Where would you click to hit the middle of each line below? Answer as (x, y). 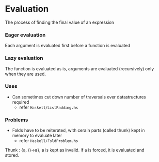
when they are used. (25, 74)
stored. (12, 155)
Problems (16, 120)
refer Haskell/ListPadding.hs (49, 107)
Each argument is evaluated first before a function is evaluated (68, 46)
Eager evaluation (25, 35)
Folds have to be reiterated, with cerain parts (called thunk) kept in (78, 130)
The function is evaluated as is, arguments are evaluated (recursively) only (79, 68)
